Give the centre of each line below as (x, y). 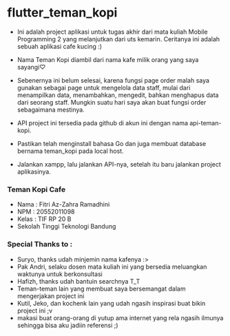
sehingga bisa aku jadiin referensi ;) (67, 325)
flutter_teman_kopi (62, 13)
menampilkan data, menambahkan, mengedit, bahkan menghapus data (118, 95)
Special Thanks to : (40, 244)
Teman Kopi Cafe (36, 189)
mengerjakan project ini (51, 296)
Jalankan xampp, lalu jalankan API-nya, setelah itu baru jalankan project (119, 164)
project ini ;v (35, 311)
